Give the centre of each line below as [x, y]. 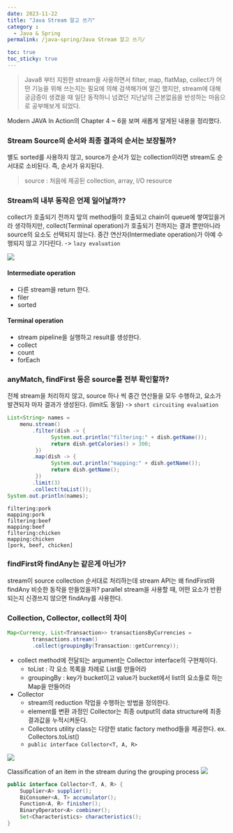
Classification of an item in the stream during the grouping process [103, 771]
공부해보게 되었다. [56, 106]
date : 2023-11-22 [32, 14]
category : [23, 27]
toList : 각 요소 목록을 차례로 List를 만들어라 [87, 669]
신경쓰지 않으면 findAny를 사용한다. [74, 598]
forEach [29, 359]
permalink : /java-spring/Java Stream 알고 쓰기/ [76, 40]
